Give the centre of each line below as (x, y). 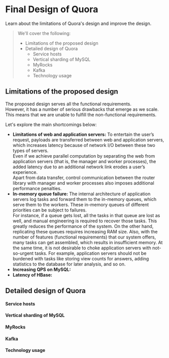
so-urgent (23, 253)
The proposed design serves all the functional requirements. (69, 104)
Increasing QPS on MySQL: (42, 269)
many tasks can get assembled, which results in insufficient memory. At (88, 242)
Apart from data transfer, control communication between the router (84, 177)
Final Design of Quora (52, 9)
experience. (25, 172)
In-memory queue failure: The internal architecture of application (81, 194)
